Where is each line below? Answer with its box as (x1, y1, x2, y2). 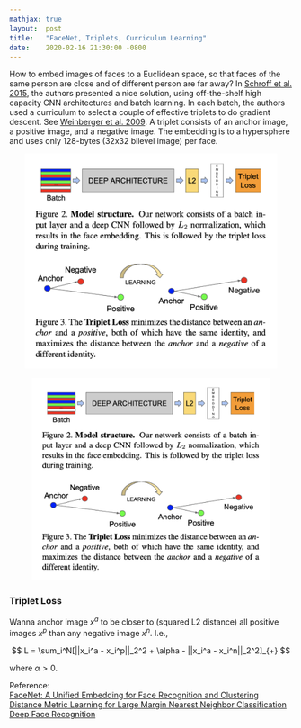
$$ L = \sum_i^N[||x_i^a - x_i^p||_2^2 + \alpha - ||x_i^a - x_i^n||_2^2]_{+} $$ (12, 644, 290, 656)
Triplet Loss (9, 594, 63, 607)
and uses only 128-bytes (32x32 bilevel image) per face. (9, 136, 218, 147)
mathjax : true (9, 14, 63, 23)
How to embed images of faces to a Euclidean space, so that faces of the (9, 68, 281, 80)
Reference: (9, 679, 50, 690)
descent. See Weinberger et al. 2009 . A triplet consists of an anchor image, (9, 117, 288, 128)
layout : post (9, 23, 63, 33)
